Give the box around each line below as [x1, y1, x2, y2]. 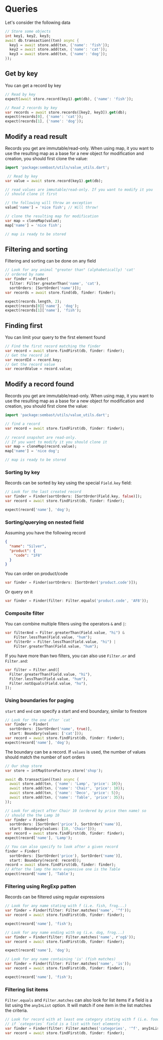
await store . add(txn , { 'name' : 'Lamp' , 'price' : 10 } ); [9, 781, 123, 786]
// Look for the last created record [5, 490, 81, 494]
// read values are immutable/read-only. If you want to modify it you [5, 187, 153, 192]
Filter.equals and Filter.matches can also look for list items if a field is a [5, 997, 152, 1003]
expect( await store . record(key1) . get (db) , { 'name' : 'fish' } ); [5, 96, 133, 101]
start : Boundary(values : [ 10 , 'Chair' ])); [9, 827, 97, 832]
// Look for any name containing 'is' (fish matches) [5, 957, 116, 962]
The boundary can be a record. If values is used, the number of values [5, 749, 146, 755]
